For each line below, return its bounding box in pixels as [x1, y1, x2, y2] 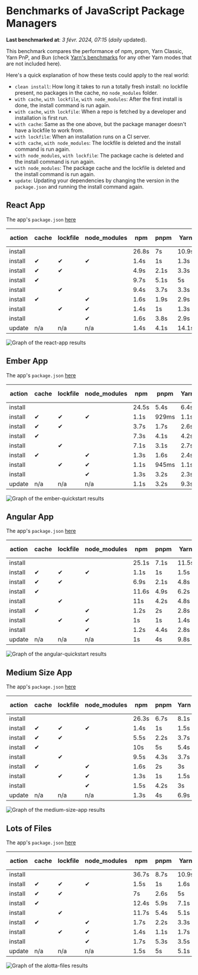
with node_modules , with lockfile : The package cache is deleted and [14, 151, 184, 159]
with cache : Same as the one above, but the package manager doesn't [14, 120, 187, 127]
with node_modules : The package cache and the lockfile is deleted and [14, 164, 186, 172]
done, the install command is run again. [14, 101, 111, 108]
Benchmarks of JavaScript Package [6, 4, 185, 18]
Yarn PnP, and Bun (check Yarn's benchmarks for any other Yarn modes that [6, 54, 192, 61]
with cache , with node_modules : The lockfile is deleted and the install [14, 139, 181, 146]
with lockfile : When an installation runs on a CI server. [14, 133, 150, 140]
